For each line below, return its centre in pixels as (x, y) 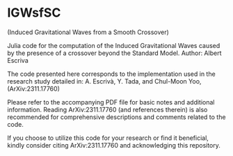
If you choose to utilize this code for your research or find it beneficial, (108, 138)
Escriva (18, 60)
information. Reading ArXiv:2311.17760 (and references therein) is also (107, 109)
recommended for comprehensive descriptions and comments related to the (116, 117)
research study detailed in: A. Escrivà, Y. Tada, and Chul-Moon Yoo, (104, 81)
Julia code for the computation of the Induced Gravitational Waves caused (114, 45)
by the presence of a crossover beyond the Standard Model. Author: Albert (114, 53)
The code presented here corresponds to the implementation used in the (111, 74)
